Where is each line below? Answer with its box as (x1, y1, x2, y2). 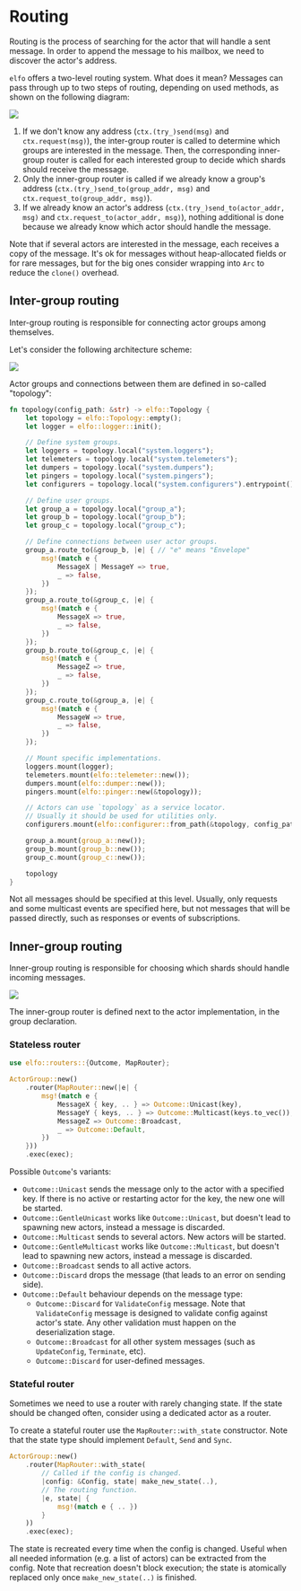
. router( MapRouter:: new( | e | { (25, 1084, 139, 1093)
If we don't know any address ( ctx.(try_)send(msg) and (21, 126, 229, 136)
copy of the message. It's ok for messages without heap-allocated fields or (9, 248, 287, 259)
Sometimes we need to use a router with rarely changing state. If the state (9, 1398, 283, 1409)
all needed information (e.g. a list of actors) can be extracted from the (9, 1553, 267, 1564)
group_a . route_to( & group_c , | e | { (25, 595, 154, 605)
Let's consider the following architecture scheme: (9, 344, 193, 355)
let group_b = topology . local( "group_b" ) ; (25, 513, 186, 522)
